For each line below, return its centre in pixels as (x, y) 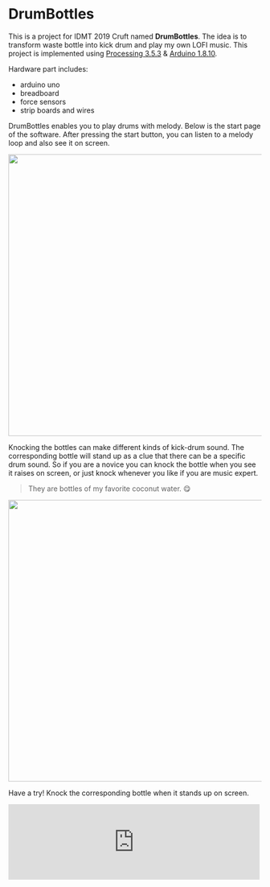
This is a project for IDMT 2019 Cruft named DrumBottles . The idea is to (128, 36)
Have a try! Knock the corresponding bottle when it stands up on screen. (129, 793)
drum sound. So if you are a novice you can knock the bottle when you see (132, 464)
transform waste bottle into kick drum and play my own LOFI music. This (128, 44)
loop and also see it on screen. (59, 142)
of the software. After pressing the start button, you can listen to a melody (131, 134)
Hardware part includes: (48, 68)
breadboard (39, 93)
